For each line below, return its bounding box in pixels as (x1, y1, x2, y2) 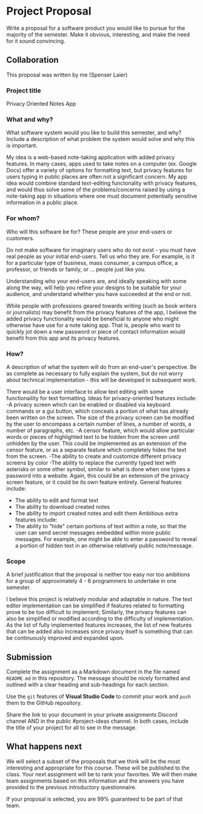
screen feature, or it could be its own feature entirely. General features (6, 478, 182, 486)
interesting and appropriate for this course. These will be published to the (6, 764, 190, 771)
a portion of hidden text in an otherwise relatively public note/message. (15, 542, 193, 549)
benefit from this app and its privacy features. (6, 334, 121, 342)
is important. (6, 142, 38, 150)
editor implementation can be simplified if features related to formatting (6, 602, 185, 609)
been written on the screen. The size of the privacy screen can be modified (6, 413, 195, 421)
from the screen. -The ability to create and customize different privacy (6, 452, 182, 460)
